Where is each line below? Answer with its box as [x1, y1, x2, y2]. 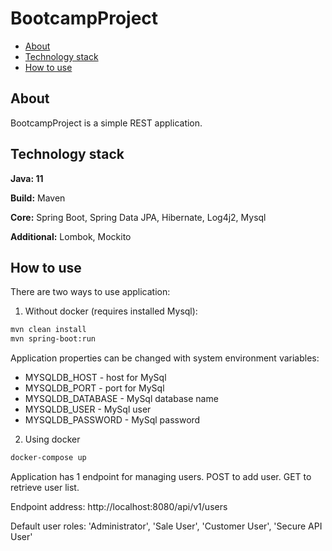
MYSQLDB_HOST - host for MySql [24, 372, 167, 384]
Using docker [24, 433, 81, 446]
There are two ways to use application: [10, 286, 171, 298]
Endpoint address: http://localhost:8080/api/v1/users [10, 501, 228, 512]
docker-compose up [10, 453, 87, 463]
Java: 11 [10, 172, 44, 184]
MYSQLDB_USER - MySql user [24, 403, 152, 416]
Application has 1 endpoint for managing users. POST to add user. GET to [10, 471, 312, 482]
